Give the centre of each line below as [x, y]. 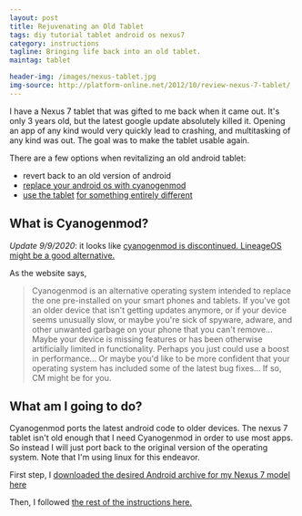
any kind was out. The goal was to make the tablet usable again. [130, 140]
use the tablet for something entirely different [107, 195]
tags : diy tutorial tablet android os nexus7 [97, 35]
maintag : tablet [40, 60]
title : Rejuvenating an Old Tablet [77, 26]
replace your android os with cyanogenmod [104, 185]
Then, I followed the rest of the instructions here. [101, 502]
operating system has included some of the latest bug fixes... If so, [156, 368]
